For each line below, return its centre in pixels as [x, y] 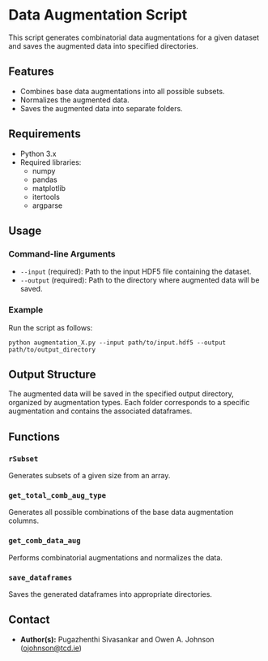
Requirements [45, 134]
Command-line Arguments [62, 253]
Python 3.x [38, 153]
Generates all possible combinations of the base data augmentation [121, 512]
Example [26, 310]
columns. [24, 521]
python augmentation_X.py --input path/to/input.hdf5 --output [117, 343]
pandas [45, 179]
